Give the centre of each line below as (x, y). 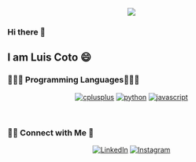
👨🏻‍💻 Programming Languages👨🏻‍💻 (74, 80)
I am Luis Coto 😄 (50, 58)
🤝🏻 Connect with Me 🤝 (51, 132)
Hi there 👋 (27, 31)
